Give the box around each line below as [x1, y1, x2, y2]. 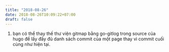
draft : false [5, 17, 33, 22]
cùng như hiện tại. [12, 41, 51, 47]
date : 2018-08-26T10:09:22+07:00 [5, 12, 76, 17]
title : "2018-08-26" [5, 7, 49, 13]
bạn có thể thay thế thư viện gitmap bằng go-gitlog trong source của [12, 31, 156, 37]
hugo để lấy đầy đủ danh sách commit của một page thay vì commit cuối [12, 36, 164, 42]
